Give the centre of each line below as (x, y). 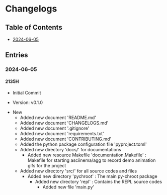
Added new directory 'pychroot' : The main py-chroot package (92, 176)
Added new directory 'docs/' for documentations (71, 149)
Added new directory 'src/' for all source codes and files (78, 171)
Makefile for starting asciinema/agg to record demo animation (92, 160)
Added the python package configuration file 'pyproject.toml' (83, 144)
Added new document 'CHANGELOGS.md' (64, 123)
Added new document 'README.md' (58, 117)
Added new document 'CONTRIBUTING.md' (66, 139)
